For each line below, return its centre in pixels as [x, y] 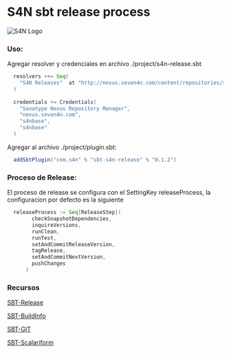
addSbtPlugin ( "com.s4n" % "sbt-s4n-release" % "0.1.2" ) [95, 160]
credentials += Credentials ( [55, 102]
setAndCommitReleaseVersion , [74, 244]
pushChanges [49, 264]
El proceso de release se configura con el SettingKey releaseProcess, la [109, 193]
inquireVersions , [56, 225]
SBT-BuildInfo [26, 316]
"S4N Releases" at [47, 83]
